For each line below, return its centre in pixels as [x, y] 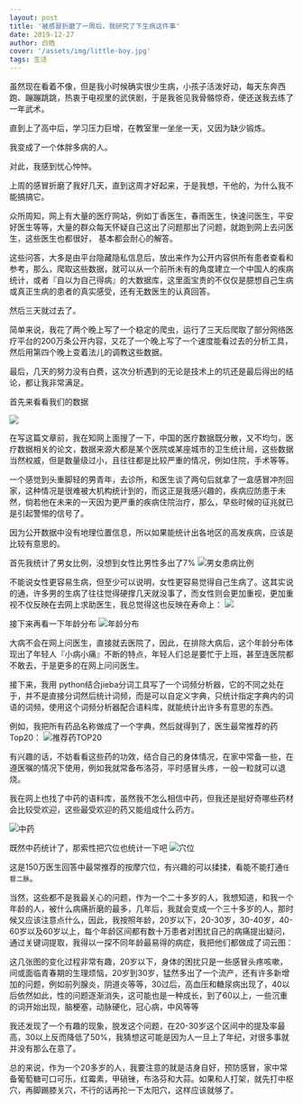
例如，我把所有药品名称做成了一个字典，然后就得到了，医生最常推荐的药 [143, 726]
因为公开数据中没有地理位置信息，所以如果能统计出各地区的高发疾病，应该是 [151, 532]
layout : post [34, 18]
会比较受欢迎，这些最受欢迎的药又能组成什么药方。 [104, 809]
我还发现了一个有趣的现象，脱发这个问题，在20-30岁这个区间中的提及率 [143, 1026]
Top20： [26, 737]
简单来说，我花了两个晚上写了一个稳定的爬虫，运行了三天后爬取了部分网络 [147, 329]
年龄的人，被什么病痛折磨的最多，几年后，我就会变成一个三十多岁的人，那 [147, 908]
